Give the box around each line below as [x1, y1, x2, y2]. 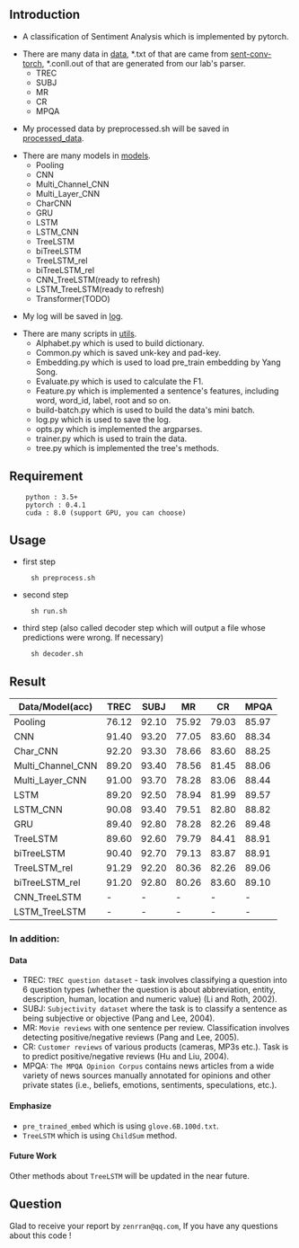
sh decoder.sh [31, 650, 84, 659]
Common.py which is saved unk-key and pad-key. [35, 347, 222, 358]
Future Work [9, 1150, 57, 1162]
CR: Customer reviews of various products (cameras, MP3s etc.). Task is [22, 1041, 289, 1052]
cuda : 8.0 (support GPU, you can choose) [25, 508, 187, 518]
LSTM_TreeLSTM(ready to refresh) [35, 283, 164, 295]
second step [22, 589, 69, 600]
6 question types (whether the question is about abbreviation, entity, [22, 984, 276, 996]
